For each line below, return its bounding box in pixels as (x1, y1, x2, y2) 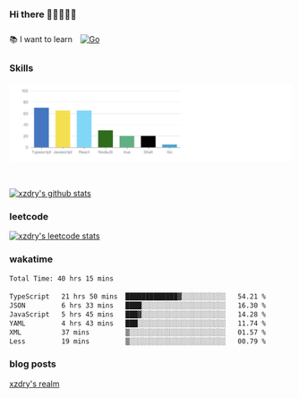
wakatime (9, 253, 54, 265)
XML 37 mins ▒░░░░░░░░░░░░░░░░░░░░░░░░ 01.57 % (9, 328, 267, 337)
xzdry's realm (9, 378, 60, 389)
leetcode (9, 210, 49, 222)
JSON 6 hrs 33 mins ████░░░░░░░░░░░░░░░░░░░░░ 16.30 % (9, 301, 267, 310)
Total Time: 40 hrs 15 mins (9, 274, 115, 283)
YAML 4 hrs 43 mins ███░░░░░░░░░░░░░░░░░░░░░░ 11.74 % (9, 319, 267, 328)
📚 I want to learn (9, 34, 73, 45)
